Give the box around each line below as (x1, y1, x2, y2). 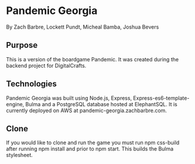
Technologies (6, 79, 57, 89)
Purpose (6, 40, 38, 50)
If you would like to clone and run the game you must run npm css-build (6, 139, 180, 146)
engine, (6, 100, 25, 107)
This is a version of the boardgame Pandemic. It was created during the (6, 55, 179, 62)
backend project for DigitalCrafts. (6, 62, 87, 69)
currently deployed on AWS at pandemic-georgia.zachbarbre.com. (6, 107, 167, 114)
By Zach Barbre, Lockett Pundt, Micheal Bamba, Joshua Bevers (6, 23, 159, 30)
